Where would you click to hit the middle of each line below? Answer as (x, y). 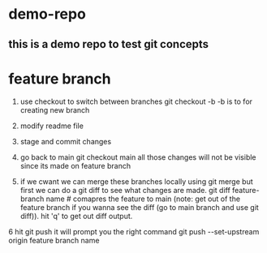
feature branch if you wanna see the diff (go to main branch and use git (140, 207)
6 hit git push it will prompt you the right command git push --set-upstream (134, 231)
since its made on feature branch (75, 165)
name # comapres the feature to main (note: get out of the (143, 199)
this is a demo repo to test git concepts (109, 44)
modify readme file (52, 126)
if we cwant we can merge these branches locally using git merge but (136, 181)
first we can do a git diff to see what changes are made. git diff (125, 190)
